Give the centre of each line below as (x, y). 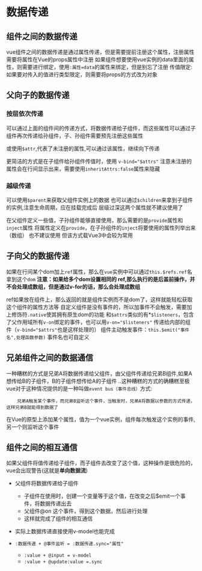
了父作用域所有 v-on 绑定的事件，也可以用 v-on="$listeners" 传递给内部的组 (99, 322)
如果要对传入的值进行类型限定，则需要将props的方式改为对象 (82, 75)
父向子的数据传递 (38, 95)
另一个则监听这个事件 (32, 427)
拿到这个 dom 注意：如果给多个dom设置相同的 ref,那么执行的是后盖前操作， (98, 279)
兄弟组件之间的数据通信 (50, 358)
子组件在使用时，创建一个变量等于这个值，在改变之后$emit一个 (102, 496)
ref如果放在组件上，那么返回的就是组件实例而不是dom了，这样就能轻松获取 (99, 299)
